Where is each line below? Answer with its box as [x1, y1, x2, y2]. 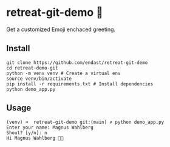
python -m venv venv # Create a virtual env [6, 70, 121, 76]
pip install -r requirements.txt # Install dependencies [6, 81, 154, 87]
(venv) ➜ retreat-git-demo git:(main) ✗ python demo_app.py [6, 119, 165, 125]
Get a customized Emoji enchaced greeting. [6, 26, 116, 33]
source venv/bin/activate [6, 76, 72, 82]
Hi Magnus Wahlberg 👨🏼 [6, 135, 64, 141]
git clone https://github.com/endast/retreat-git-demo [6, 59, 148, 66]
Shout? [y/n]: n [6, 129, 47, 136]
